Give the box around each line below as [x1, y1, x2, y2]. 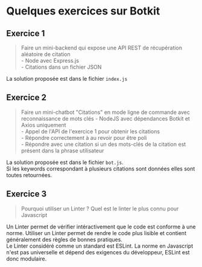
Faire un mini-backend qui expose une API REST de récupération [21, 44, 183, 51]
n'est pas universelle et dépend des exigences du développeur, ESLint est [6, 248, 190, 256]
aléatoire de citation [21, 51, 71, 58]
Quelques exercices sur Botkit [6, 4, 160, 18]
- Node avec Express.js [21, 57, 80, 64]
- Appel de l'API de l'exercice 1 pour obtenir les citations [21, 128, 160, 135]
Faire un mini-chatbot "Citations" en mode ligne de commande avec [21, 108, 190, 116]
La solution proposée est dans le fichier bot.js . [6, 159, 124, 166]
